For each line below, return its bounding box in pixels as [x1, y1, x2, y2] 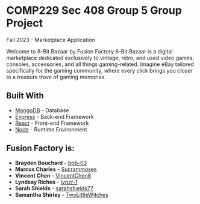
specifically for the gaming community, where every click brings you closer [6, 67, 193, 74]
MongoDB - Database [14, 106, 69, 114]
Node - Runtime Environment [14, 125, 87, 133]
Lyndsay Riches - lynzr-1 [14, 178, 78, 185]
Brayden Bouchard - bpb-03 [14, 159, 87, 166]
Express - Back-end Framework [14, 113, 95, 120]
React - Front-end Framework [14, 119, 89, 127]
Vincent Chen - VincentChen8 [14, 172, 92, 179]
